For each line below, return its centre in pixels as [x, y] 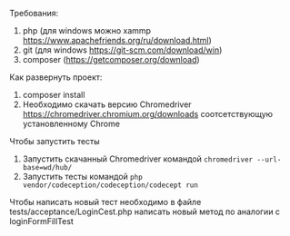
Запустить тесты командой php [82, 177]
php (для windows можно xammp [87, 30]
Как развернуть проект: [56, 77]
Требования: [34, 13]
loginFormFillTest [42, 221]
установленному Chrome [71, 123]
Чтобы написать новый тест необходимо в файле [105, 202]
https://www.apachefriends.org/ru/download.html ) [117, 40]
